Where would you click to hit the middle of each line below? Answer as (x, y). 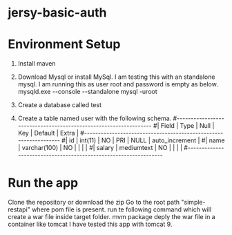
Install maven (37, 64)
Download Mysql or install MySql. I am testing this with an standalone (116, 77)
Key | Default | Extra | (48, 133)
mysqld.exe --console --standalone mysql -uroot (87, 92)
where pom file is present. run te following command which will (122, 209)
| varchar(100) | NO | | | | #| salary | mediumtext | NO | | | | (100, 148)
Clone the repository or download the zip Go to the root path (94, 203)
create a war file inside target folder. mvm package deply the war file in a (112, 217)
